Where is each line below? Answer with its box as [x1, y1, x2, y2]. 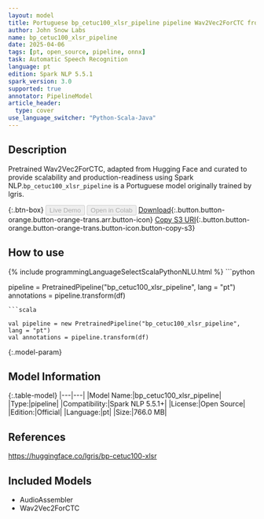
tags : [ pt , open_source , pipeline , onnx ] [8, 48, 146, 56]
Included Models [8, 474, 92, 487]
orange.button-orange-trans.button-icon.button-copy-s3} [8, 223, 196, 232]
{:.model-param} [8, 347, 63, 357]
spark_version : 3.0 [8, 77, 72, 85]
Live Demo [49, 206, 81, 214]
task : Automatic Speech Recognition [8, 56, 128, 64]
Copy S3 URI [154, 214, 196, 224]
